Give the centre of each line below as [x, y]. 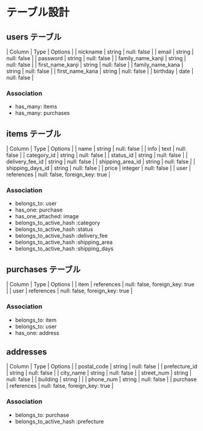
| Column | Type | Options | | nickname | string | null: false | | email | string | [100, 52]
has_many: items [36, 106]
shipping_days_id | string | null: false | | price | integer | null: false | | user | [98, 168]
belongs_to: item [36, 320]
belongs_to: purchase [42, 415]
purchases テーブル [43, 269]
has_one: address [37, 333]
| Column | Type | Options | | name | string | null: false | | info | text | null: [96, 149]
